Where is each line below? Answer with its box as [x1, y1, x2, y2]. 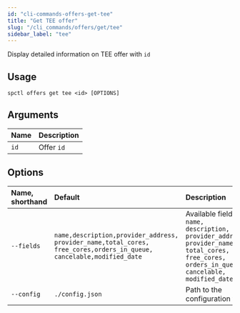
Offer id [38, 142, 66, 152]
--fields [11, 242, 41, 250]
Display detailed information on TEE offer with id [7, 50, 151, 59]
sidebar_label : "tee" [7, 30, 72, 38]
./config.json [54, 290, 102, 298]
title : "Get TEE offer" [7, 17, 79, 24]
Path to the [185, 284, 223, 294]
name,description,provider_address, [54, 231, 179, 239]
